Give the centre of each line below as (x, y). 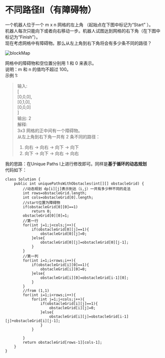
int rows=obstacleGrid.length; (55, 193)
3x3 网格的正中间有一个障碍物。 (50, 130)
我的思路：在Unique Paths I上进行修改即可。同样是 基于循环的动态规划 (76, 163)
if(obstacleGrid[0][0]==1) (50, 207)
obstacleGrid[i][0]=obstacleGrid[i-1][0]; (84, 278)
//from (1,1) (36, 291)
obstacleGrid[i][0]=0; (64, 269)
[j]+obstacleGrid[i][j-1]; (33, 321)
